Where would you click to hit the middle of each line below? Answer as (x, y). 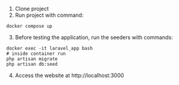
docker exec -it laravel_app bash (50, 48)
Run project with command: (49, 15)
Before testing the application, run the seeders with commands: (94, 37)
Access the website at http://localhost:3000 (70, 75)
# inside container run (36, 54)
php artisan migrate (32, 59)
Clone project (32, 9)
